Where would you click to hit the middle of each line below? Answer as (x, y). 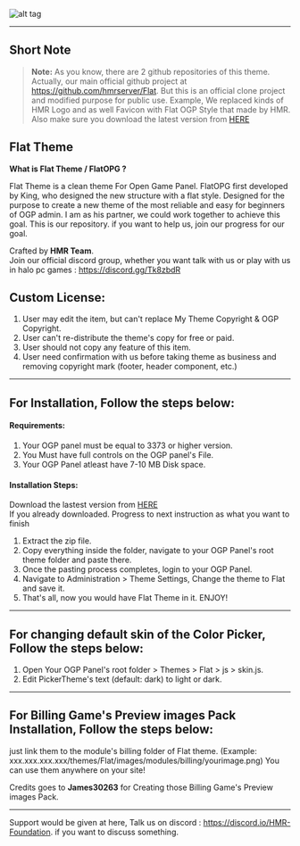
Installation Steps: (44, 485)
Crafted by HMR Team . (51, 251)
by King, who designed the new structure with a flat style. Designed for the (147, 195)
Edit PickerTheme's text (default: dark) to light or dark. (122, 679)
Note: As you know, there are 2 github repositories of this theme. (150, 71)
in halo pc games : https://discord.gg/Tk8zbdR (95, 270)
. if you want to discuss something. (114, 832)
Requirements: (37, 426)
